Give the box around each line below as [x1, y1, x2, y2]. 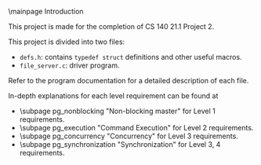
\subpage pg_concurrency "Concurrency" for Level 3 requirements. [19, 131, 239, 141]
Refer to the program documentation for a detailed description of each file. [8, 76, 249, 85]
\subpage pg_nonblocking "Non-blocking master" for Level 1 [19, 106, 216, 115]
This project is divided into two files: [8, 37, 125, 46]
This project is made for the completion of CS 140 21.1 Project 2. [8, 22, 215, 31]
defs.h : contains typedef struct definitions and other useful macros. [19, 53, 242, 61]
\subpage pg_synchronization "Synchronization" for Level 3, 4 [19, 140, 221, 148]
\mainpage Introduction [8, 7, 84, 16]
